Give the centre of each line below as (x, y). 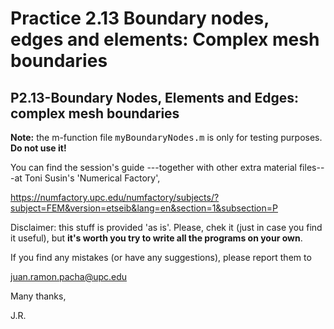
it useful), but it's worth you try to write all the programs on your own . (156, 238)
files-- (311, 167)
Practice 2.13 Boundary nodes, (140, 18)
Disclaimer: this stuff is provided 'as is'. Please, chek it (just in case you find (166, 227)
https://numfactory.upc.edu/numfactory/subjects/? (115, 197)
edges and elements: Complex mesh (165, 39)
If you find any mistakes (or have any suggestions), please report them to (161, 257)
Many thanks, (38, 296)
